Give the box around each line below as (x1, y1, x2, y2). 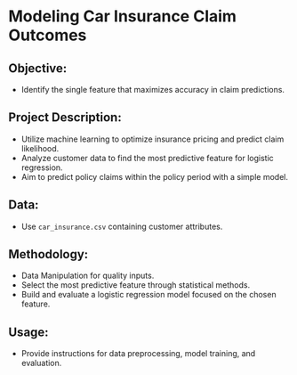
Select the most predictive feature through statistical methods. (20, 280, 251, 290)
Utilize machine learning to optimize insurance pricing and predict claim (20, 134, 285, 144)
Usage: (8, 324, 50, 339)
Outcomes (8, 25, 87, 45)
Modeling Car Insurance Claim (8, 6, 237, 27)
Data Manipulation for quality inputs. (20, 270, 155, 281)
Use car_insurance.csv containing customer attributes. (20, 221, 223, 232)
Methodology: (8, 247, 89, 262)
